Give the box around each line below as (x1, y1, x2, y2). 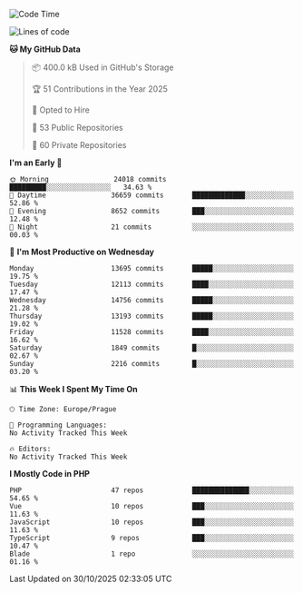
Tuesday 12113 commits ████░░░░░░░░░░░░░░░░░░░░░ (9, 280, 295, 289)
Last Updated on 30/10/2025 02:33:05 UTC (9, 573, 172, 584)
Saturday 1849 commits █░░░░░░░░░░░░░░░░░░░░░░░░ (9, 343, 295, 352)
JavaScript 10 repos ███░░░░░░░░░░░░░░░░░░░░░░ (9, 518, 295, 527)
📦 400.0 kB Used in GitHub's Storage (31, 62, 174, 73)
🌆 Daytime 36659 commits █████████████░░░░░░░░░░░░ (9, 191, 295, 200)
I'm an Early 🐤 (9, 157, 63, 168)
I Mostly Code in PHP (9, 469, 91, 479)
